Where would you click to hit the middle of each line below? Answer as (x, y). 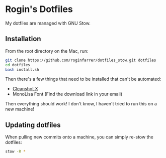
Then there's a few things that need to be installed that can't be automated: (83, 79)
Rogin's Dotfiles (39, 9)
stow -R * (16, 151)
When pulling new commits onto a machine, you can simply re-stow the (79, 137)
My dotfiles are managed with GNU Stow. (48, 23)
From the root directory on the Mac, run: (47, 51)
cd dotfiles (18, 65)
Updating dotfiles (33, 125)
